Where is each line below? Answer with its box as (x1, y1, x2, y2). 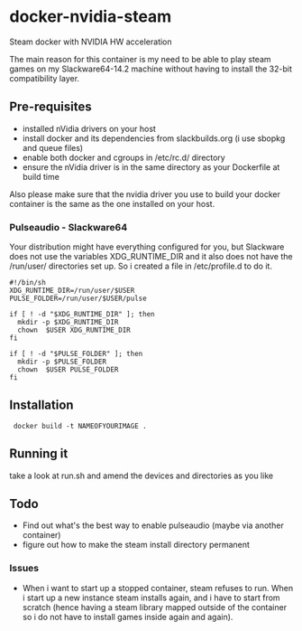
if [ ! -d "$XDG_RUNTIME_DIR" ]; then (9, 310, 155, 319)
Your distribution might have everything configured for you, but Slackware (9, 241, 285, 252)
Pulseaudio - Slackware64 (9, 221, 128, 233)
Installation (9, 398, 74, 413)
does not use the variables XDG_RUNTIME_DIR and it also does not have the (9, 251, 293, 262)
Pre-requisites (9, 99, 92, 115)
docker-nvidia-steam (9, 6, 172, 27)
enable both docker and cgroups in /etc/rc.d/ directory (22, 152, 225, 163)
